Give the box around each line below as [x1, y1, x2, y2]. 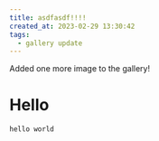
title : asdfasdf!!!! [9, 13, 88, 23]
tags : [9, 30, 30, 39]
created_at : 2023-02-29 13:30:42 [9, 22, 136, 31]
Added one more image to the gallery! [9, 63, 151, 74]
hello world [9, 125, 54, 134]
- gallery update [17, 38, 83, 48]
